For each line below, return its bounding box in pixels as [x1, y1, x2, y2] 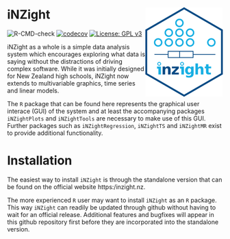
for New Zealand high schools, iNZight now [7, 72, 129, 80]
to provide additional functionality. [7, 129, 103, 137]
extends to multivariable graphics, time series [7, 79, 136, 87]
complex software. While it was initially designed [7, 64, 144, 73]
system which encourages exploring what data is [7, 50, 146, 58]
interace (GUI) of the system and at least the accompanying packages [7, 107, 205, 115]
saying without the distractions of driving [7, 57, 123, 65]
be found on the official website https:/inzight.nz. [7, 182, 146, 191]
